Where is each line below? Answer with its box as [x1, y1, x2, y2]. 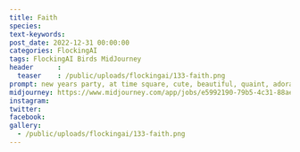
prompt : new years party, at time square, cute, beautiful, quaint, [9, 80, 270, 89]
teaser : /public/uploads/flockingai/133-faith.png [17, 72, 226, 80]
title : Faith [9, 13, 58, 22]
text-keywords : [9, 30, 66, 38]
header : [9, 63, 62, 72]
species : [9, 21, 42, 30]
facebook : [9, 113, 46, 122]
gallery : [9, 122, 42, 131]
